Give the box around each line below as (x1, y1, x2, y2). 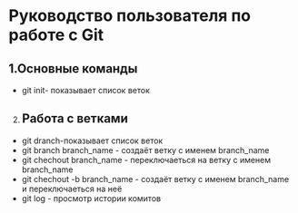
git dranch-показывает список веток (21, 135, 164, 146)
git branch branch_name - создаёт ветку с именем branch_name (21, 144, 270, 155)
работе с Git (8, 24, 104, 45)
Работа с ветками (21, 111, 128, 127)
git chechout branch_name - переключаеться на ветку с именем (21, 154, 272, 165)
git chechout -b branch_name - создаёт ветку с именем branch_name (21, 173, 290, 184)
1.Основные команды (8, 61, 138, 76)
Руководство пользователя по (8, 5, 252, 26)
